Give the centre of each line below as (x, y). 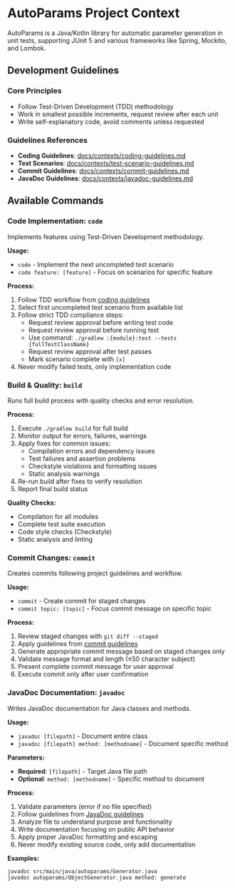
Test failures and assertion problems (82, 458)
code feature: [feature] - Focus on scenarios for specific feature (115, 272)
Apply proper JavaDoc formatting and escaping (88, 837)
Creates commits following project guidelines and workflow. (95, 573)
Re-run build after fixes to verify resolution (80, 481)
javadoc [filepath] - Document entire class (83, 736)
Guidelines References (47, 140)
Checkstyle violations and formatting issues (93, 466)
